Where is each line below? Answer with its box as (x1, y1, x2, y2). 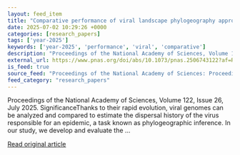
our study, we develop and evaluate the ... (7, 126, 131, 135)
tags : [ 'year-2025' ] (7, 37, 69, 44)
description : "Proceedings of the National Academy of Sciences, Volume (7, 50, 229, 58)
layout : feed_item (7, 10, 62, 18)
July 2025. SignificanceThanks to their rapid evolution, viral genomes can (7, 104, 224, 112)
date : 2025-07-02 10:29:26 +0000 (7, 23, 107, 31)
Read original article (7, 140, 66, 149)
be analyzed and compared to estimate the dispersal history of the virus (7, 111, 219, 119)
